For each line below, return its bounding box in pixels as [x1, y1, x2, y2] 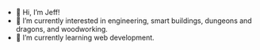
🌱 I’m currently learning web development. [15, 33, 155, 42]
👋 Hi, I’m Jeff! [15, 8, 61, 17]
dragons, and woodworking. [15, 25, 109, 33]
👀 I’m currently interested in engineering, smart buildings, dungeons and [15, 16, 252, 25]
